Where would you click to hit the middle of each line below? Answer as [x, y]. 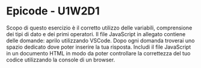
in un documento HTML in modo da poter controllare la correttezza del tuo [98, 53]
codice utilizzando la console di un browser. [61, 60]
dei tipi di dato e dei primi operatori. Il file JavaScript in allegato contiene [96, 34]
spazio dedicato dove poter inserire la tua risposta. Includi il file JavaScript [99, 47]
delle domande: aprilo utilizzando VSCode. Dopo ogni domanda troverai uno [100, 40]
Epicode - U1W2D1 [53, 11]
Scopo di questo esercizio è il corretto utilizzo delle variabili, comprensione [99, 28]
